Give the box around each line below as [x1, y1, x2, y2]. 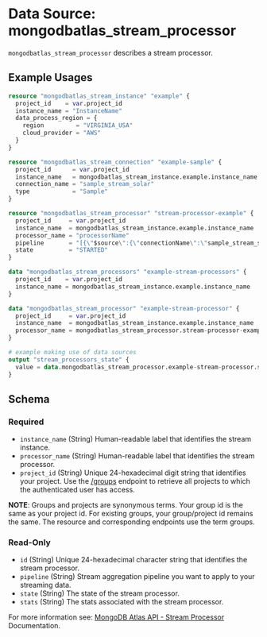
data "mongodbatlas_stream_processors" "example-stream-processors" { [8, 268, 247, 276]
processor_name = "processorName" [15, 231, 130, 239]
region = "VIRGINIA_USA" [22, 122, 133, 129]
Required [8, 416, 44, 427]
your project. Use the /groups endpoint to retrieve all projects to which [19, 477, 250, 486]
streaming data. [19, 581, 72, 590]
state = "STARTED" [15, 246, 109, 254]
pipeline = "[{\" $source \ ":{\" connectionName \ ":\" [15, 239, 208, 247]
